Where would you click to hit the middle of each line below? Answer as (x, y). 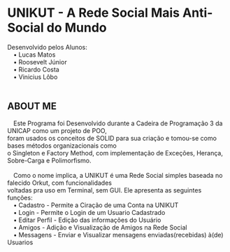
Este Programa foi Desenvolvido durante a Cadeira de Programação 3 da (118, 123)
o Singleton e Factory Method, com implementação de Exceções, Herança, (115, 153)
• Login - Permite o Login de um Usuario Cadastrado (89, 212)
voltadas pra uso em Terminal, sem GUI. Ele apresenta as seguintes (105, 190)
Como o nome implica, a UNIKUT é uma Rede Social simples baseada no (118, 175)
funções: (20, 197)
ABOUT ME (32, 106)
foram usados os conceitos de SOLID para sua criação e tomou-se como (112, 138)
